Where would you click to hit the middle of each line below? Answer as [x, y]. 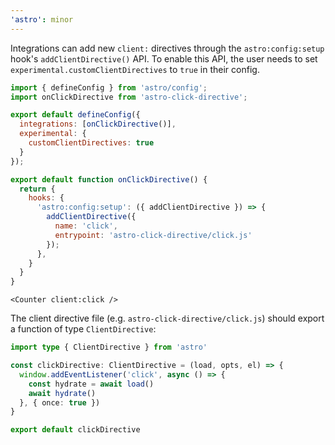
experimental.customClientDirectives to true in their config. [135, 69]
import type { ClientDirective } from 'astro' [109, 347]
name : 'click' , [86, 226]
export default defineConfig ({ [75, 115]
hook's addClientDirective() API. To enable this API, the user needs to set [164, 58]
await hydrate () [62, 393]
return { [37, 189]
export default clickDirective [75, 430]
